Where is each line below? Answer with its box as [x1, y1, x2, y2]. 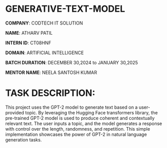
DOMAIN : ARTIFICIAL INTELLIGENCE [5, 50, 84, 56]
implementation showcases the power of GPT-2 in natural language [5, 131, 147, 137]
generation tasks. [5, 136, 42, 143]
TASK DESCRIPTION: [5, 87, 96, 99]
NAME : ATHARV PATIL [5, 30, 53, 36]
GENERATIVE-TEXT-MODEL [5, 3, 125, 15]
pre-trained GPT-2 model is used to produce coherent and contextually [5, 115, 155, 121]
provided [5, 109, 25, 115]
